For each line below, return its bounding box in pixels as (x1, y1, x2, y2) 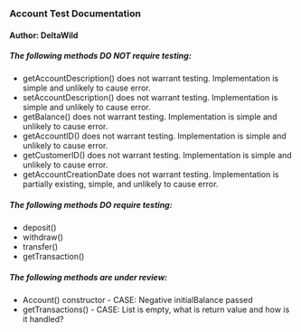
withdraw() (22, 232, 63, 242)
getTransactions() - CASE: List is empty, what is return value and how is (22, 304, 290, 315)
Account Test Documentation (9, 7, 142, 20)
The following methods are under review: (9, 272, 168, 283)
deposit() (22, 223, 57, 233)
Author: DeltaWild (9, 30, 79, 41)
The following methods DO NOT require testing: (9, 51, 192, 62)
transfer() (22, 242, 59, 252)
